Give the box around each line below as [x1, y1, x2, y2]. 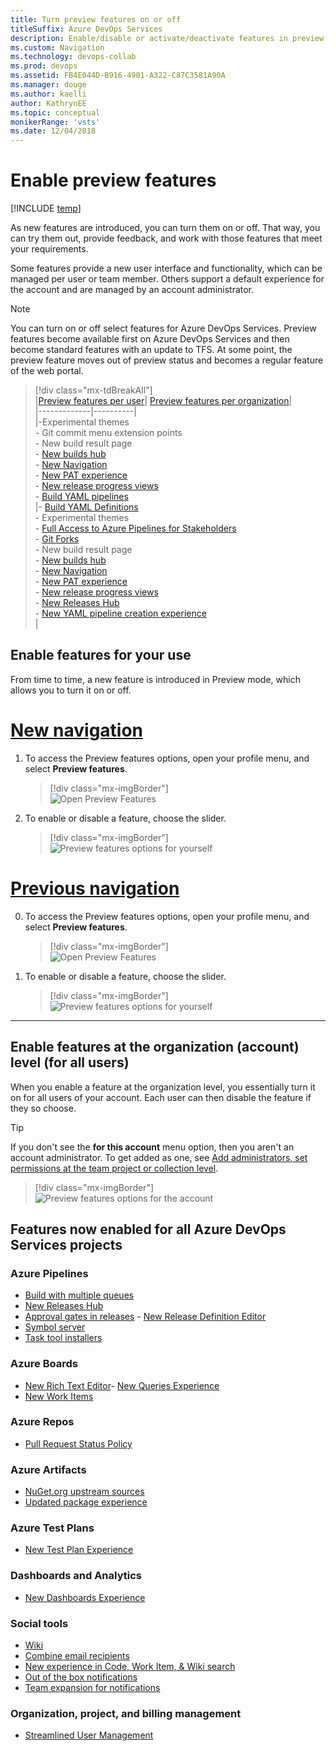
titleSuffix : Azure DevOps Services [10, 24, 163, 34]
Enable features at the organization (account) [10, 1039, 300, 1056]
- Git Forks [34, 533, 80, 545]
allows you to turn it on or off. [10, 684, 132, 696]
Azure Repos [10, 1415, 75, 1429]
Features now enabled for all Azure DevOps [10, 1221, 287, 1238]
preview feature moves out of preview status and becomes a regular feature [10, 354, 324, 366]
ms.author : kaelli [10, 89, 87, 99]
